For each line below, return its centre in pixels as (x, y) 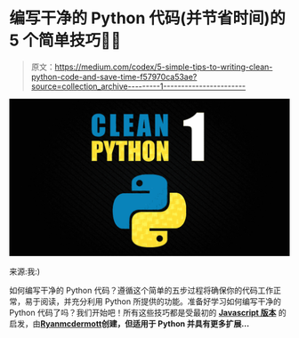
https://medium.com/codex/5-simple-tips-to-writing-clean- (164, 67)
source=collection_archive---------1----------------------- (138, 86)
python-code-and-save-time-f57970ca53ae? (114, 76)
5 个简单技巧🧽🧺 (65, 40)
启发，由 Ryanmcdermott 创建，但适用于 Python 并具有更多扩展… (129, 324)
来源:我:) (25, 271)
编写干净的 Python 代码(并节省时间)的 (148, 18)
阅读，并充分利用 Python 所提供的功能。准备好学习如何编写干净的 (161, 302)
